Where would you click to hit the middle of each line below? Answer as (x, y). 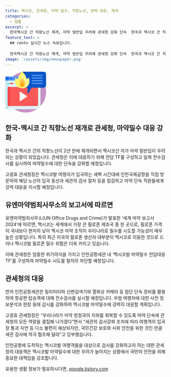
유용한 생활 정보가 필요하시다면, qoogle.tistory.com (57, 369)
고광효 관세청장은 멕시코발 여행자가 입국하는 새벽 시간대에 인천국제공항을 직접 (82, 174)
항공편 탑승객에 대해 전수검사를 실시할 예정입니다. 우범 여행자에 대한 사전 (87, 298)
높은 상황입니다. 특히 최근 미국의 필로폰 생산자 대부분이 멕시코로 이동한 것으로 (82, 237)
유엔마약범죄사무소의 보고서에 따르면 (59, 205)
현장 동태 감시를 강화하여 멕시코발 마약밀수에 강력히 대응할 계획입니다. (92, 304)
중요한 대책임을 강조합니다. (32, 358)
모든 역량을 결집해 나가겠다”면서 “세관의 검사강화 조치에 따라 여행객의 (87, 321)
